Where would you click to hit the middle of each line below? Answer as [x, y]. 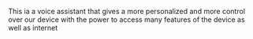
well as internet [33, 28]
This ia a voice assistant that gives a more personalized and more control [127, 11]
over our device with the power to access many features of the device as [127, 19]
